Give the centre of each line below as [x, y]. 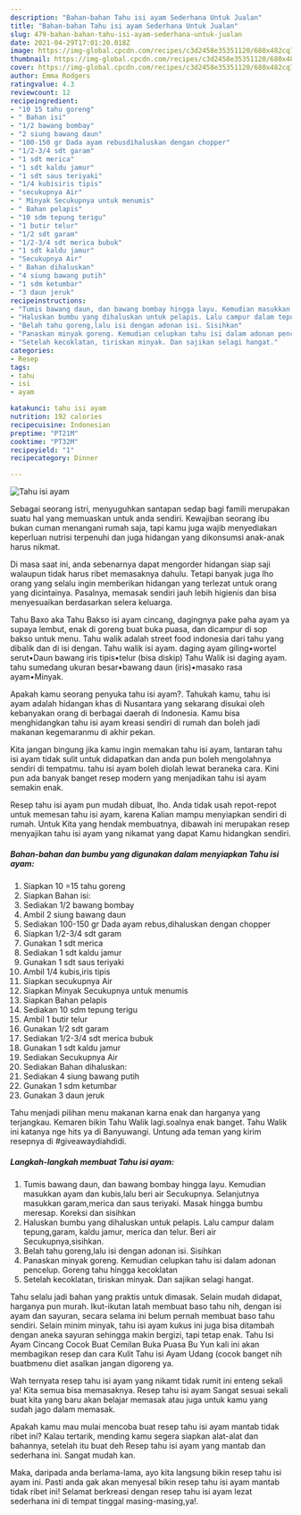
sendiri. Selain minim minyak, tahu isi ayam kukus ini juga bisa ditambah [142, 1325]
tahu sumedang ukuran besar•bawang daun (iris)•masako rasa [126, 667]
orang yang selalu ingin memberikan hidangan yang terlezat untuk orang [144, 584]
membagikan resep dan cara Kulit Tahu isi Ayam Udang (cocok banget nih [146, 1354]
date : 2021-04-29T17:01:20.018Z [70, 43]
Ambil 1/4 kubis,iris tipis [67, 971]
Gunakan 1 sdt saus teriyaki [73, 963]
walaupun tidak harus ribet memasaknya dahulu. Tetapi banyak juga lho [142, 574]
